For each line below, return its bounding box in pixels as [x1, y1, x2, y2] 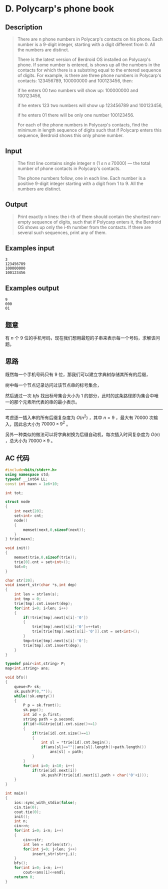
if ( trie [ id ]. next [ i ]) [31, 768, 77, 773]
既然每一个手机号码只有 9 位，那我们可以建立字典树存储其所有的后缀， [5, 371, 151, 377]
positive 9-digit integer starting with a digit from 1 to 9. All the [17, 180, 143, 186]
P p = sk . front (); [23, 703, 61, 708]
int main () [5, 791, 28, 796]
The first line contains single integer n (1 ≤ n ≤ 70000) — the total [17, 160, 150, 166]
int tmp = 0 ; [14, 596, 41, 601]
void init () [5, 545, 30, 550]
